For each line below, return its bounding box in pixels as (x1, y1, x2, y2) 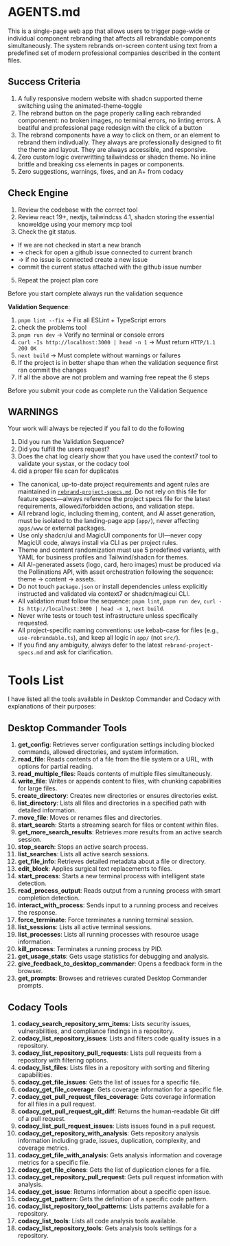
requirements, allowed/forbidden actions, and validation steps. (17, 502, 195, 511)
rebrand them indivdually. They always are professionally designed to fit (17, 138, 222, 146)
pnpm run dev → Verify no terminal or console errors (17, 331, 165, 339)
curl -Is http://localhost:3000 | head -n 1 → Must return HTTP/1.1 (17, 337, 216, 346)
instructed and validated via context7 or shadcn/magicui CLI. (17, 590, 190, 598)
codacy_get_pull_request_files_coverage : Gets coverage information (17, 1092, 216, 1100)
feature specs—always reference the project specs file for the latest (17, 495, 211, 503)
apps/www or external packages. (17, 524, 106, 533)
